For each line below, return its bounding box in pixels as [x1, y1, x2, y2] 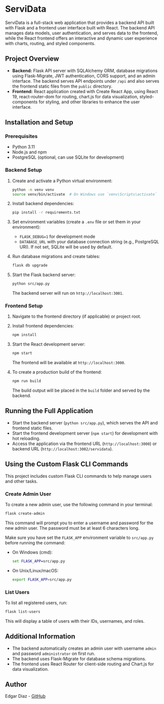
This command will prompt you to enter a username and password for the [5, 520, 153, 526]
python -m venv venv [12, 187, 54, 192]
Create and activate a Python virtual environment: [12, 178, 113, 184]
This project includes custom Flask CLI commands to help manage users [5, 473, 152, 479]
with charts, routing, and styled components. [5, 40, 95, 46]
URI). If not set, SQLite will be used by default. [19, 244, 113, 250]
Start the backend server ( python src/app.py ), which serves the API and [12, 420, 158, 425]
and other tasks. [5, 478, 38, 484]
